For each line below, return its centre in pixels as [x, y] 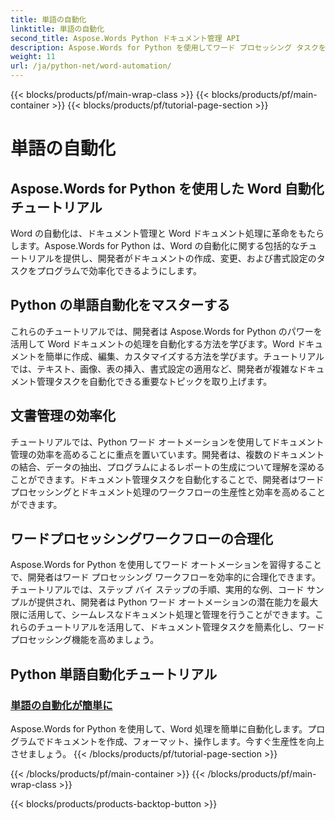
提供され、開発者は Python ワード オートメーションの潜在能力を [169, 602]
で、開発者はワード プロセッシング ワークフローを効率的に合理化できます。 [165, 577]
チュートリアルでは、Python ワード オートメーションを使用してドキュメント [167, 442]
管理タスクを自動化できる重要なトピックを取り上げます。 [154, 381]
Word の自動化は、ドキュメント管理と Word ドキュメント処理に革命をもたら [167, 233]
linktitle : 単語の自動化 [57, 29]
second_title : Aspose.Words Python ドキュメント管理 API [125, 38]
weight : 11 [33, 57]
